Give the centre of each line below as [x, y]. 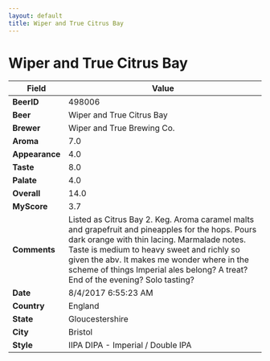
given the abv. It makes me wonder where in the [158, 260]
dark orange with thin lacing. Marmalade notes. [157, 240]
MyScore [30, 207]
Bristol [80, 332]
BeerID [26, 102]
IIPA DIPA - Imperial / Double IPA [130, 345]
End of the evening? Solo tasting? [131, 280]
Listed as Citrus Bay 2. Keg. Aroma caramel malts [161, 219]
